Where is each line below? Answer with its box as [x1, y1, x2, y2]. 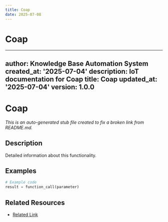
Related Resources [5, 198, 65, 207]
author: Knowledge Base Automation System [5, 59, 148, 68]
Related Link [12, 212, 38, 218]
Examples [5, 167, 36, 175]
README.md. [5, 124, 33, 130]
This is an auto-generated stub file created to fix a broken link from [5, 119, 144, 125]
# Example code [5, 180, 37, 185]
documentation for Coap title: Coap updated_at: [5, 75, 157, 83]
